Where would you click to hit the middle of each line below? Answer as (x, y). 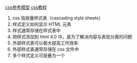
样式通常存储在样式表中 (36, 30)
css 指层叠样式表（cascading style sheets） (58, 18)
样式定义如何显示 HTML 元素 (42, 24)
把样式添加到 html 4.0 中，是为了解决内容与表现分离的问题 (72, 37)
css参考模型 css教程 (26, 7)
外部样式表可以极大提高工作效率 (45, 43)
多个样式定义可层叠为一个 (39, 55)
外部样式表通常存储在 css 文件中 (46, 49)
